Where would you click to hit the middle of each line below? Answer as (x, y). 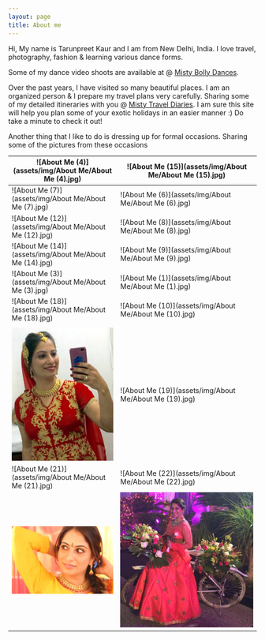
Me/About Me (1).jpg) (156, 286)
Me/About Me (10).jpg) (158, 314)
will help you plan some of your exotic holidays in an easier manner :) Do (126, 112)
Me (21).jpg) (32, 486)
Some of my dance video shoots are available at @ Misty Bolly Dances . (123, 72)
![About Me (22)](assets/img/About (178, 473)
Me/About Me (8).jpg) (156, 230)
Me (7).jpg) (30, 207)
